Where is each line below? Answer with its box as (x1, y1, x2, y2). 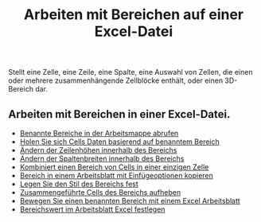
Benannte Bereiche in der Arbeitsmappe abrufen (19, 129, 179, 138)
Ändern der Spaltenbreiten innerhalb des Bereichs (19, 154, 185, 163)
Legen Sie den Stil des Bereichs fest (19, 179, 139, 189)
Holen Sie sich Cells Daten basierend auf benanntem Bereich (19, 137, 220, 146)
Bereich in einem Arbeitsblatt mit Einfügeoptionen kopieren (19, 171, 213, 180)
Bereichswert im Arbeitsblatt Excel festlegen (19, 204, 166, 214)
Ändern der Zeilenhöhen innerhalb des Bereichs (19, 146, 177, 154)
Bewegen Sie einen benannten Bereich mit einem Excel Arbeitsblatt (19, 197, 240, 205)
